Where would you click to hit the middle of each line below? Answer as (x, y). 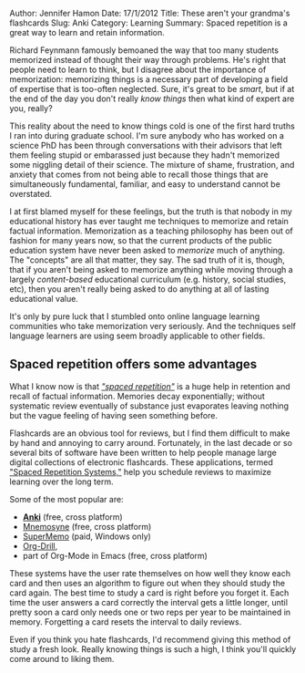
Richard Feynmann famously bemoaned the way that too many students (144, 50)
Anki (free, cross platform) (72, 517)
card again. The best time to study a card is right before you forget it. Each (149, 593)
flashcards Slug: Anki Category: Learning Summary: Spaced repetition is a (149, 23)
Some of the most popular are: (67, 499)
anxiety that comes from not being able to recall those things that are (139, 174)
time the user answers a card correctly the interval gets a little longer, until (149, 602)
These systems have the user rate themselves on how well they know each (150, 573)
